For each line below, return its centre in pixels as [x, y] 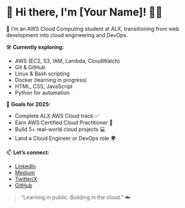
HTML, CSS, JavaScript [44, 86]
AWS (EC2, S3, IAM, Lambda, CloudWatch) [67, 61]
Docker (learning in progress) [51, 79]
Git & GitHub [30, 67]
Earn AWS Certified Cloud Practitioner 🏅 [64, 123]
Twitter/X [26, 179]
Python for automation [42, 93]
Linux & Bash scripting [42, 74]
